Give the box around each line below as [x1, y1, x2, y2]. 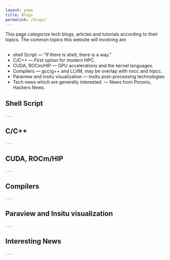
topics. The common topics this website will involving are [5, 36, 126, 43]
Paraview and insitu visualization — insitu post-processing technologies [12, 73, 165, 80]
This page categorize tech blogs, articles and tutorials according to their [5, 31, 158, 38]
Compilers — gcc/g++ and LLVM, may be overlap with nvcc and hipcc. [12, 68, 163, 74]
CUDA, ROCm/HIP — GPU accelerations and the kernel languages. [12, 62, 154, 68]
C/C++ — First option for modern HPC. [12, 57, 96, 63]
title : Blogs [5, 12, 33, 17]
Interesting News [5, 237, 62, 246]
